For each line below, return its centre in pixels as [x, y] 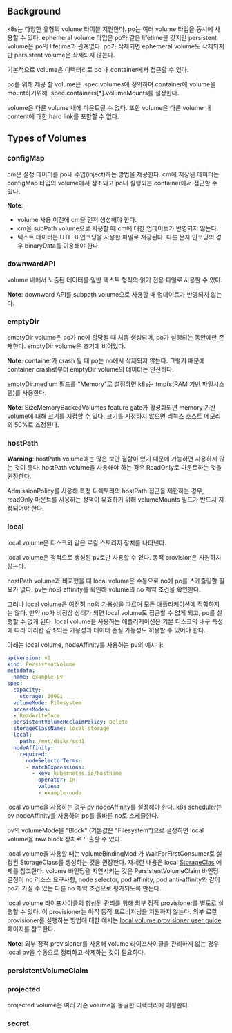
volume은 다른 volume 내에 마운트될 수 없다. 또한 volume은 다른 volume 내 [109, 107]
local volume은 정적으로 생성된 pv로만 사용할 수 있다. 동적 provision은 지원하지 [114, 557]
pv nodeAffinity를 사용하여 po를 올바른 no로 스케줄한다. [83, 815]
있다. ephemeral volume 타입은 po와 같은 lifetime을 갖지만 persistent [122, 37]
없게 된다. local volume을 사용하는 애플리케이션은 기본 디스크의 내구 [119, 621]
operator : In [57, 780]
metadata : [21, 670]
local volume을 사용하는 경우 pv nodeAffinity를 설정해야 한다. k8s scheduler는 [115, 807]
